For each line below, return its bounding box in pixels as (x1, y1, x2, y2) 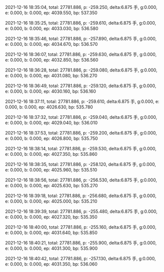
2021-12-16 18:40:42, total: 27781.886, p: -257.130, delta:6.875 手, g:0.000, (5, 256, 156, 261)
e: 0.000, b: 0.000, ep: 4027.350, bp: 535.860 (5, 151, 98, 157)
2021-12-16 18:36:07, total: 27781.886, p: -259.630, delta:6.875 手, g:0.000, (5, 51, 157, 57)
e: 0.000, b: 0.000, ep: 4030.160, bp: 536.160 (5, 88, 96, 94)
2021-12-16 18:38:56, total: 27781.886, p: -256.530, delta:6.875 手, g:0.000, (5, 177, 158, 183)
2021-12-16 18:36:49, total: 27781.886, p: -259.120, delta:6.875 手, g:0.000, (5, 83, 157, 89)
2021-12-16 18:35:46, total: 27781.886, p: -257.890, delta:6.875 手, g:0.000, (5, 36, 157, 41)
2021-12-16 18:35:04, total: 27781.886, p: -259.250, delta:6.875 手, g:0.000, (5, 4, 158, 10)
